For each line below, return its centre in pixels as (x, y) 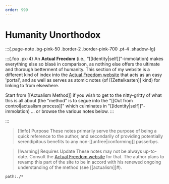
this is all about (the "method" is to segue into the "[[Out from (69, 100)
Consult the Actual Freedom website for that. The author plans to (97, 156)
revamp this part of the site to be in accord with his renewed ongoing (89, 162)
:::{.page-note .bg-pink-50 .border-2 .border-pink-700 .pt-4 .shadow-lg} (80, 49)
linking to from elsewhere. (32, 85)
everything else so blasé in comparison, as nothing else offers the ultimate (83, 64)
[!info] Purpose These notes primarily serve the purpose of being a (87, 131)
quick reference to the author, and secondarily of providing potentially (90, 136)
